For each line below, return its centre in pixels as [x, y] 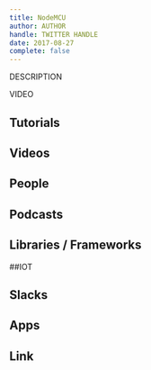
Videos [30, 153]
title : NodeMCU [38, 18]
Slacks [28, 295]
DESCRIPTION [36, 77]
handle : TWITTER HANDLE [54, 34]
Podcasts [36, 214]
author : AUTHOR [38, 26]
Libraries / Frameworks [75, 245]
